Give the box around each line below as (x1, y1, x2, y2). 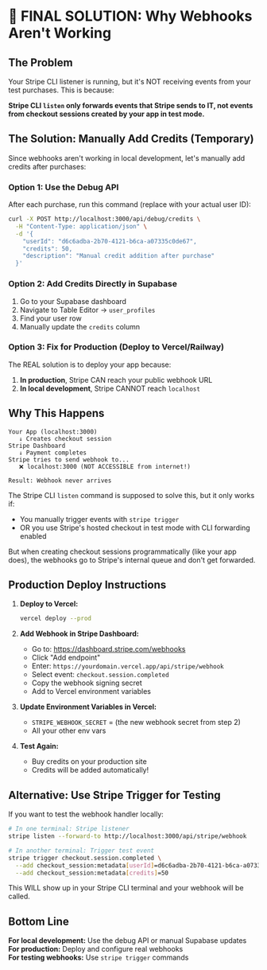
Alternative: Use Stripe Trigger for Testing (8, 788, 221, 802)
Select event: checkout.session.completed (31, 670, 169, 680)
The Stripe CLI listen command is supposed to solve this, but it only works (8, 490, 255, 500)
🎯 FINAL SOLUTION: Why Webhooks (8, 7, 253, 25)
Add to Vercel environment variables (31, 687, 151, 696)
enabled (19, 531, 47, 540)
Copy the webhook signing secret (31, 678, 143, 688)
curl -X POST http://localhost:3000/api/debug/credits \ (8, 215, 201, 224)
